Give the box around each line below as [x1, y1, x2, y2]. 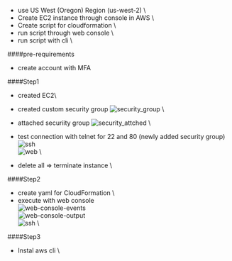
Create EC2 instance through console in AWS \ [17, 13, 155, 22]
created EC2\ [17, 91, 57, 99]
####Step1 [7, 77, 39, 86]
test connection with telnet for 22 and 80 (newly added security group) [17, 133, 226, 140]
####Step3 [7, 233, 41, 240]
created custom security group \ [17, 105, 165, 113]
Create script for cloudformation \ [17, 21, 116, 29]
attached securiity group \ [17, 118, 151, 127]
